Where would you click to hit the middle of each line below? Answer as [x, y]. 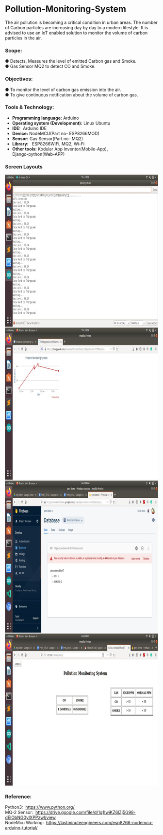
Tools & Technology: [30, 107]
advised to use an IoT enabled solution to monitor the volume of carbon [76, 33]
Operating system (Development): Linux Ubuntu [61, 123]
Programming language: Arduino [45, 118]
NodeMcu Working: [24, 823]
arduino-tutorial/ [21, 828]
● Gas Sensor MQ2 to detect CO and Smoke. [50, 66]
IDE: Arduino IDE [29, 128]
